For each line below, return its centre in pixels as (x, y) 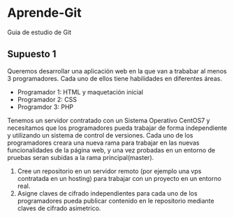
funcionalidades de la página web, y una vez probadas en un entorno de (111, 150)
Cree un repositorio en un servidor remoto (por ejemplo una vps (109, 171)
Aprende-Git (44, 13)
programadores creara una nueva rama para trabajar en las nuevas (104, 143)
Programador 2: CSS (47, 99)
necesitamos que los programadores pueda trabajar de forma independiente (117, 128)
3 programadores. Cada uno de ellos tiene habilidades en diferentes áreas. (115, 78)
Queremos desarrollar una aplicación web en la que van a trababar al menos (117, 71)
